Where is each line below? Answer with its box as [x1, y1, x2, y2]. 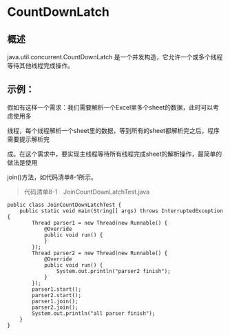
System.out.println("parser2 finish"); [56, 267, 171, 274]
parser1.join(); [32, 298, 79, 305]
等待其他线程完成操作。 [7, 61, 74, 70]
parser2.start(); [32, 292, 81, 298]
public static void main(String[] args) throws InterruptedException [19, 207, 224, 214]
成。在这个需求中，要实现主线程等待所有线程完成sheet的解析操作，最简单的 [7, 150, 222, 158]
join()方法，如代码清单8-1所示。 [7, 173, 98, 181]
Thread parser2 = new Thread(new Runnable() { [32, 250, 168, 256]
